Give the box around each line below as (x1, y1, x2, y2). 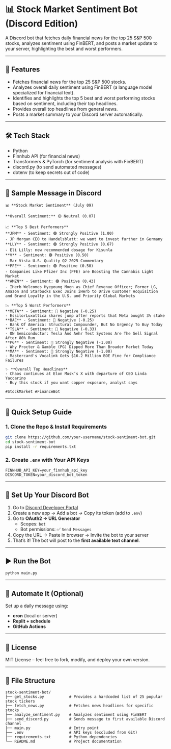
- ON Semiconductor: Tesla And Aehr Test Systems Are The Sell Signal (5, 331, 158, 336)
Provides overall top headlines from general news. (12, 106, 118, 112)
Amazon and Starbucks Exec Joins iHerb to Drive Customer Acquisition (5, 289, 158, 294)
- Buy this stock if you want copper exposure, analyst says (5, 380, 138, 385)
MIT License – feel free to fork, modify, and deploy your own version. (5, 657, 150, 663)
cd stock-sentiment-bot (5, 439, 56, 444)
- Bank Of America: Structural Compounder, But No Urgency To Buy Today (5, 322, 163, 328)
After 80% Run (5, 336, 36, 341)
